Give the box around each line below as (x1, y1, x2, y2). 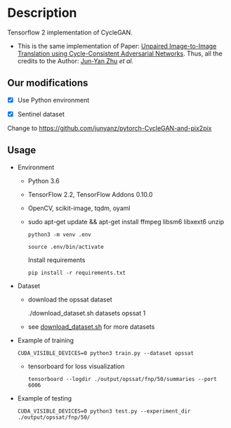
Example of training (17, 336, 74, 344)
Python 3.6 (27, 176, 60, 185)
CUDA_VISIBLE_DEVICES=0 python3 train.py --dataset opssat (17, 349, 194, 356)
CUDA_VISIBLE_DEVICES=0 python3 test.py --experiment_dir (17, 408, 191, 415)
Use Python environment (17, 96, 90, 104)
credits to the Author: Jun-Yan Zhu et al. (17, 56, 134, 65)
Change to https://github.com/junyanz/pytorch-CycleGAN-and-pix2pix (7, 124, 212, 132)
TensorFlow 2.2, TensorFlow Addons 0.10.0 (27, 190, 153, 198)
